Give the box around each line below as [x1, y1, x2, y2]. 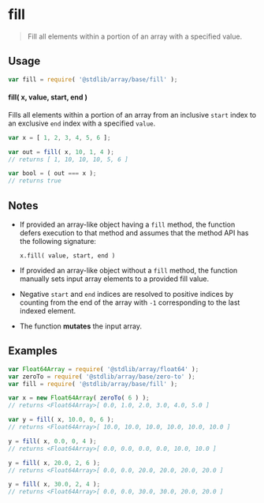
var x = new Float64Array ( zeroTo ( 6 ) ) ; [8, 394, 150, 402]
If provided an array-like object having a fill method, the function [19, 220, 236, 230]
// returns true [8, 177, 61, 185]
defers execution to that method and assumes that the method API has [19, 228, 249, 238]
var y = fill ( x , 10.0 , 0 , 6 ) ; [8, 416, 114, 424]
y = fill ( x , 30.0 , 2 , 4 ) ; [8, 480, 101, 489]
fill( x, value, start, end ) [8, 92, 88, 102]
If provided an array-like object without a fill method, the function [19, 266, 238, 276]
